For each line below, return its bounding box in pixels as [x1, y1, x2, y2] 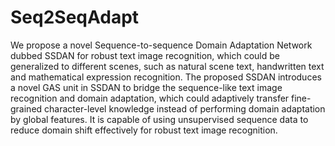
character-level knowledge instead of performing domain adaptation [44, 102, 326, 115]
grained [10, 102, 43, 115]
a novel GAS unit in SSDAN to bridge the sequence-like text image [10, 81, 283, 93]
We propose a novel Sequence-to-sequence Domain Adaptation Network [10, 39, 313, 51]
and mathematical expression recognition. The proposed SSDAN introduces [10, 71, 322, 83]
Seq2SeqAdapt [10, 6, 140, 29]
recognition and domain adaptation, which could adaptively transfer [10, 92, 290, 104]
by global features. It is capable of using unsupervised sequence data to [10, 113, 309, 125]
